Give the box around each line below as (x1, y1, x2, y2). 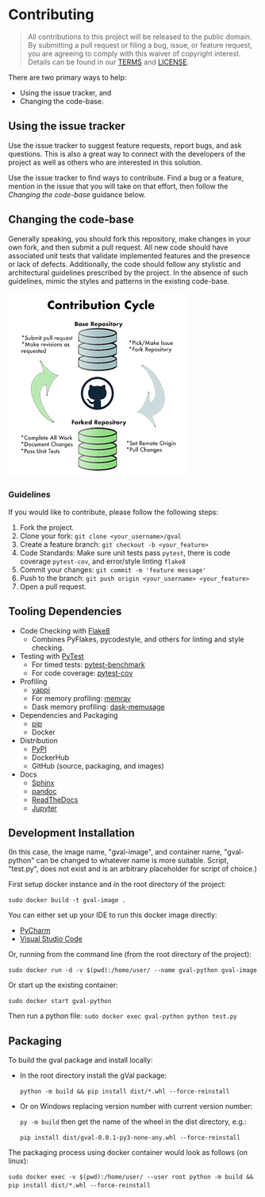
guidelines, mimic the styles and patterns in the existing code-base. (8, 276, 230, 285)
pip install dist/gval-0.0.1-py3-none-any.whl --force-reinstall (19, 1134, 240, 1142)
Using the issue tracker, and (19, 87, 112, 97)
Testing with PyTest (19, 651, 85, 660)
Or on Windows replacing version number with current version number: (19, 1102, 253, 1111)
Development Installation (8, 827, 135, 840)
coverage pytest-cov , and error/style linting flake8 (19, 556, 186, 566)
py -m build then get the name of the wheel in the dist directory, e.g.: (19, 1117, 248, 1126)
